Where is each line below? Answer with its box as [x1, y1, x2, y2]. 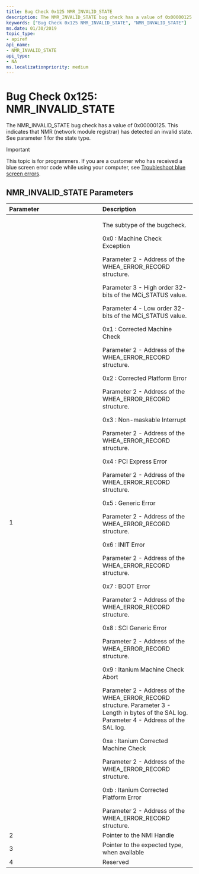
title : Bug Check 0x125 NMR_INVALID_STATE [6, 8, 113, 15]
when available [102, 848, 145, 857]
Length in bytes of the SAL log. [102, 709, 188, 717]
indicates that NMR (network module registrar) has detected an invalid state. [6, 128, 192, 136]
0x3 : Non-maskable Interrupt [102, 416, 187, 424]
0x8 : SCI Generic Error [102, 624, 167, 632]
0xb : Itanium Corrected [102, 786, 169, 794]
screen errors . [6, 170, 41, 177]
